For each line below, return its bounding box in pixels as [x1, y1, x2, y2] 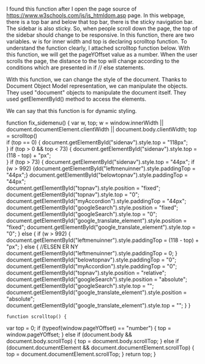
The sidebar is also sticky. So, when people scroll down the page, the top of [6, 25, 198, 32]
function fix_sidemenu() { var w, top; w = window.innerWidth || [6, 119, 164, 126]
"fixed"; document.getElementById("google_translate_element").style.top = [6, 223, 196, 231]
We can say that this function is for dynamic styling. [6, 107, 137, 114]
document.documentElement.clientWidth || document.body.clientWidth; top [6, 126, 197, 133]
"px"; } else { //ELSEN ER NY [6, 243, 78, 250]
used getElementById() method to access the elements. [6, 95, 147, 103]
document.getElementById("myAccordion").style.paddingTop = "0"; [6, 263, 177, 269]
